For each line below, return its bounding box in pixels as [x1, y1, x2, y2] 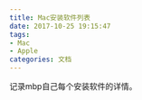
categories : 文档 [9, 55, 72, 64]
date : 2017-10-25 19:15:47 [9, 22, 111, 31]
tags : [9, 30, 30, 39]
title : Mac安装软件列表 [9, 13, 90, 23]
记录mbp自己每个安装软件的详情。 [9, 81, 137, 91]
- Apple [9, 47, 39, 56]
